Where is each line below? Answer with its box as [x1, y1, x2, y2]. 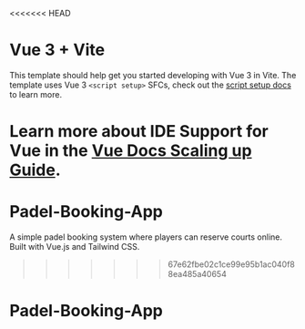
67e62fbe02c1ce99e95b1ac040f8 [168, 259, 296, 270]
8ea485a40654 [168, 269, 228, 280]
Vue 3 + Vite [9, 40, 106, 60]
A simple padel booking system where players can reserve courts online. [9, 231, 283, 242]
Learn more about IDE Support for [9, 121, 269, 142]
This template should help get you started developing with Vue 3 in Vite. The [9, 69, 297, 80]
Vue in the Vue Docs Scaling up [9, 140, 252, 161]
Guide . [9, 159, 61, 180]
